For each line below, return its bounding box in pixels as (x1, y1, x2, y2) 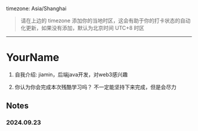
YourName (6, 51, 60, 64)
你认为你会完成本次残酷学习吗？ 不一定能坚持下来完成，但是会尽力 (14, 83, 177, 90)
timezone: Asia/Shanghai (6, 5, 67, 12)
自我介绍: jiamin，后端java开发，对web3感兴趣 (14, 70, 128, 78)
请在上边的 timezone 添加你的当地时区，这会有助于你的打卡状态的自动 (20, 17, 191, 24)
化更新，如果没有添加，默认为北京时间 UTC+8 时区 (20, 25, 144, 31)
